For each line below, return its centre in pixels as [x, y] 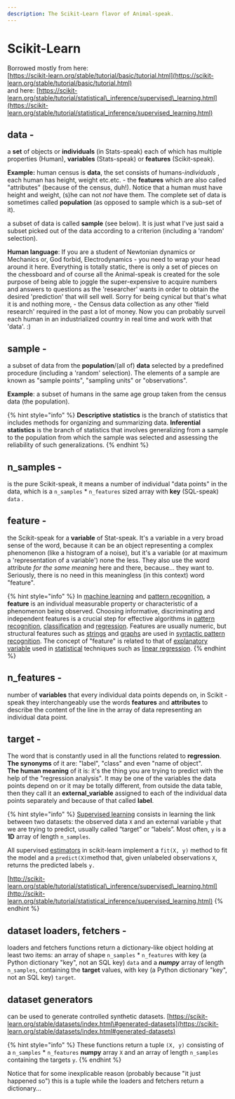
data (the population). [39, 401]
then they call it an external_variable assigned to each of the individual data [117, 793]
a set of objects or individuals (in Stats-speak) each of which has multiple [115, 152]
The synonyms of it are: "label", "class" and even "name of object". [105, 764]
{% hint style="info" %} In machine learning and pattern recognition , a [109, 596]
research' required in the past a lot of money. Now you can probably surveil [116, 312]
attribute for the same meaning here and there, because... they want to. [110, 567]
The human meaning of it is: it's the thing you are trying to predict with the [115, 771]
